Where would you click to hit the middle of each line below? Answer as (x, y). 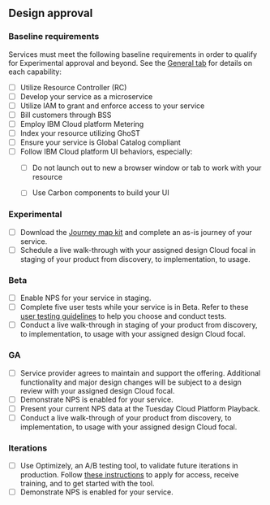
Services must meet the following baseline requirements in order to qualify (133, 54)
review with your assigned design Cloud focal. (97, 390)
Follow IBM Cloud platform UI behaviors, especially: (106, 152)
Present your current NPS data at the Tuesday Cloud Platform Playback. (140, 408)
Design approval (51, 13)
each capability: (35, 72)
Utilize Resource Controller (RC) (73, 87)
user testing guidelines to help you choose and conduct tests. (123, 316)
